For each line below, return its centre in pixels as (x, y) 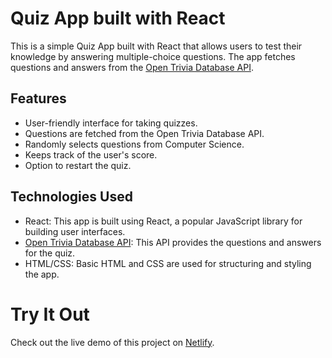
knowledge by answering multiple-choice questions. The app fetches (153, 56)
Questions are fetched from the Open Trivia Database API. (144, 133)
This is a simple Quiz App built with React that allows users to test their (156, 46)
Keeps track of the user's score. (91, 154)
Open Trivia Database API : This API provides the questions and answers (173, 242)
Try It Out (50, 314)
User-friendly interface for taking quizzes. (111, 123)
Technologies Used (71, 197)
